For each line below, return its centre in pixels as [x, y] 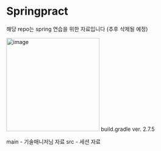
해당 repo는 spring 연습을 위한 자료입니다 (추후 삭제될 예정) [77, 29]
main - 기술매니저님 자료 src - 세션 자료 [54, 141]
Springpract [37, 11]
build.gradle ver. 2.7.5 [127, 129]
